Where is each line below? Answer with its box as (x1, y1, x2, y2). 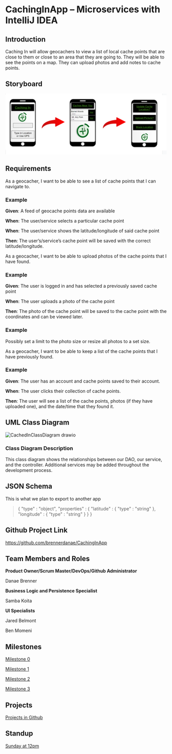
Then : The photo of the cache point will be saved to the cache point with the (5, 308, 167, 314)
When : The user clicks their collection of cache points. (5, 388, 121, 394)
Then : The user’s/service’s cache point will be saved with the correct (5, 237, 151, 244)
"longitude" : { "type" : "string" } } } (17, 511, 92, 517)
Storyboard (5, 80, 42, 88)
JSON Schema (5, 482, 53, 491)
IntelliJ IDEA (5, 14, 58, 26)
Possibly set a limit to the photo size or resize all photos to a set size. (5, 338, 150, 344)
